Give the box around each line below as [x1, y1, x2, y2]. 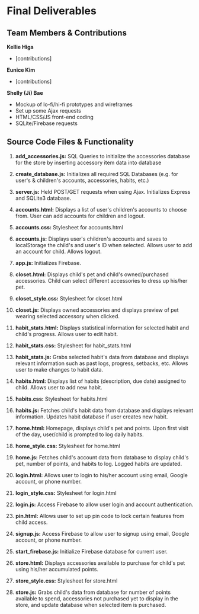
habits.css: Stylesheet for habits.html [15, 395, 108, 402]
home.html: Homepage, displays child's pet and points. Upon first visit [15, 424, 189, 431]
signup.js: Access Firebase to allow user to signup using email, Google [15, 530, 190, 537]
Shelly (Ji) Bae [7, 89, 43, 96]
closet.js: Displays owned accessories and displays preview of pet [15, 306, 179, 314]
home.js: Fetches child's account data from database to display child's [15, 453, 189, 461]
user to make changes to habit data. [15, 366, 104, 373]
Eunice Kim [7, 66, 36, 73]
